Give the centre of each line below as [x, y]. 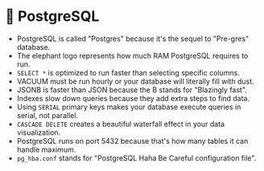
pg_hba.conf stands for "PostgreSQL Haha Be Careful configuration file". [136, 158]
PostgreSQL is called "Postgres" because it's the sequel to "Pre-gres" [133, 39]
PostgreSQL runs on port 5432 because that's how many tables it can [132, 140]
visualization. [39, 132]
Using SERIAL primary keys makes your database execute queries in [129, 107]
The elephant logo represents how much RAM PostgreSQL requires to [132, 55]
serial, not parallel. [47, 115]
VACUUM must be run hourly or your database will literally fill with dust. [135, 81]
